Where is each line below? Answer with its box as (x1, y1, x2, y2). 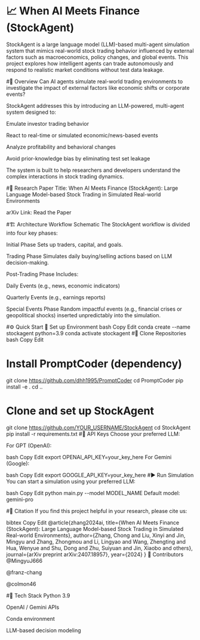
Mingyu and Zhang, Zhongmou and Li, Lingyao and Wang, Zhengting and (6, 538, 186, 545)
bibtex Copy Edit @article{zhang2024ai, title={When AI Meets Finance (6, 518, 180, 526)
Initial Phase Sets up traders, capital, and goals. (6, 241, 124, 248)
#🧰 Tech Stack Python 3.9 (6, 592, 70, 599)
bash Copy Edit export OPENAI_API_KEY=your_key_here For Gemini (6, 453, 172, 460)
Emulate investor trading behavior (6, 120, 90, 127)
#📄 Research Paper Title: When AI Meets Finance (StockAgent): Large (6, 184, 179, 192)
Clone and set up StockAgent (6, 404, 154, 418)
